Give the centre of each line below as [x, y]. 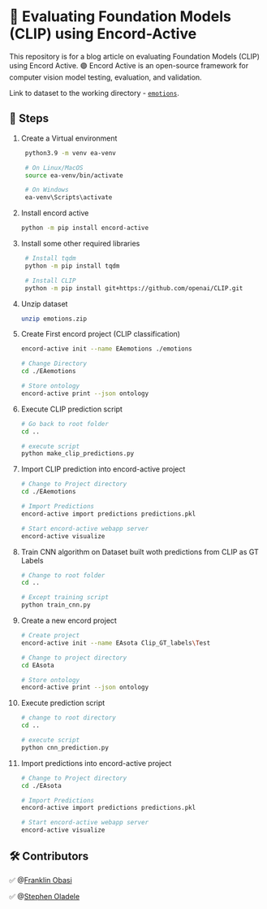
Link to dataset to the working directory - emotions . [94, 93]
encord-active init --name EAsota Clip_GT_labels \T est [116, 643]
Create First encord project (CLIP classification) [101, 334]
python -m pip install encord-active [85, 228]
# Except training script [65, 598]
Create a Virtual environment [69, 138]
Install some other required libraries [80, 244]
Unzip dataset [44, 303]
